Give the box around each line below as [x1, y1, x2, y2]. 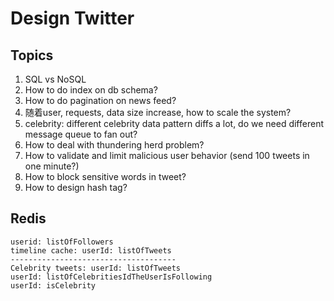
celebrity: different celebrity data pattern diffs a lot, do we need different [24, 118, 324, 129]
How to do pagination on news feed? [24, 95, 177, 106]
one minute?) [24, 160, 80, 172]
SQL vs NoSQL [24, 73, 87, 85]
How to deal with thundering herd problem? [24, 139, 205, 151]
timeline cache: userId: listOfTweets [10, 245, 172, 256]
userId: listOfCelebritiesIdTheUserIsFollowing [10, 272, 213, 282]
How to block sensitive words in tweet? [24, 171, 187, 182]
